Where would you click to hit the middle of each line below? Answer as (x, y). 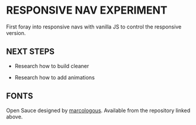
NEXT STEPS (30, 52)
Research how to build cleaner (52, 66)
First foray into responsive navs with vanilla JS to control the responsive (94, 27)
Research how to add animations (54, 77)
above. (15, 117)
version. (16, 33)
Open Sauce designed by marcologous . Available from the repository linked (98, 110)
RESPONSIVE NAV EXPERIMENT (87, 10)
